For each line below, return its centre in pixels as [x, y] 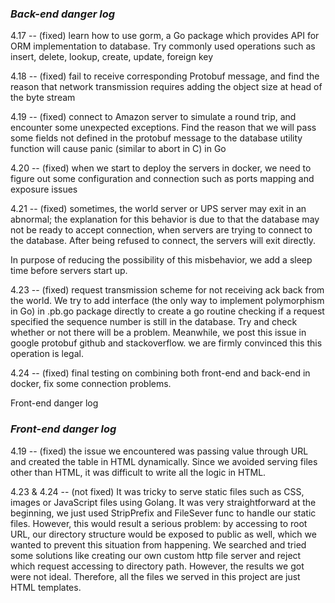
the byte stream [43, 98]
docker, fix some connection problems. [91, 384]
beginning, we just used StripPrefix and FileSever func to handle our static [163, 513]
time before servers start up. [69, 271]
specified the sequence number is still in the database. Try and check [154, 322]
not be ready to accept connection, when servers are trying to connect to [161, 230]
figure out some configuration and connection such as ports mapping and [162, 179]
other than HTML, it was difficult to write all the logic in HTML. [138, 472]
